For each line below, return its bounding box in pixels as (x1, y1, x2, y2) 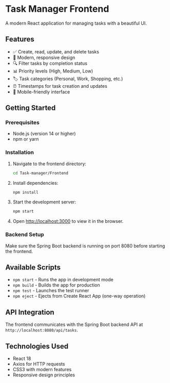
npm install (12, 189, 39, 195)
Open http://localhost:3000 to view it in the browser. (12, 218, 124, 224)
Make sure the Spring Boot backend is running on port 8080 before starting (5, 242, 165, 249)
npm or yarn (12, 136, 39, 142)
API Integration (5, 308, 55, 316)
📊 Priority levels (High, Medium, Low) (12, 68, 93, 74)
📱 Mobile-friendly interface (12, 88, 70, 95)
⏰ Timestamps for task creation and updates (12, 83, 108, 89)
